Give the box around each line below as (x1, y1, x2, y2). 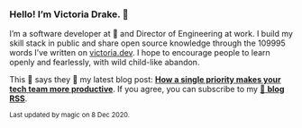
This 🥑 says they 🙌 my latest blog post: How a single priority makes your (9, 74, 281, 85)
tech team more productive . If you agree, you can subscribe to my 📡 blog (9, 84, 285, 95)
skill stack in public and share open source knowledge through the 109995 (9, 38, 286, 48)
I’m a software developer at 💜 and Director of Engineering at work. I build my (9, 29, 293, 39)
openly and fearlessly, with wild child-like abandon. (9, 57, 200, 68)
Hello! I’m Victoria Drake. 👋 (9, 8, 129, 21)
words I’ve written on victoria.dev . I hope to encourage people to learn (9, 47, 270, 58)
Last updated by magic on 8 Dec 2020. (9, 111, 131, 120)
